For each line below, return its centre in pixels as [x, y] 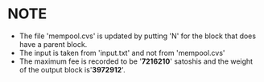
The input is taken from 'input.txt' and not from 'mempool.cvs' [122, 53]
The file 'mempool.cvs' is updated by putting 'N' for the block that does [138, 36]
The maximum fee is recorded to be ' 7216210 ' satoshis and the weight [136, 61]
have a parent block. [53, 44]
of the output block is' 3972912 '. [72, 69]
